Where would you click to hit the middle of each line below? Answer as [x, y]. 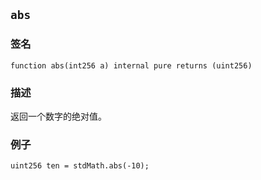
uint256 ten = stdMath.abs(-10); [80, 166]
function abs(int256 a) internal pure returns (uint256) [131, 65]
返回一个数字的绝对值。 [58, 116]
